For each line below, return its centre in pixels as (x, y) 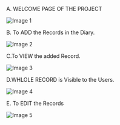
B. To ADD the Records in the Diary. (51, 32)
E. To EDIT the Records (35, 103)
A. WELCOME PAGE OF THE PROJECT (54, 9)
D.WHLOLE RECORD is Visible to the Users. (60, 80)
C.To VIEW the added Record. (43, 56)
